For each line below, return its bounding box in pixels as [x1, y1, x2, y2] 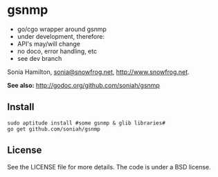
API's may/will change [17, 39, 81, 48]
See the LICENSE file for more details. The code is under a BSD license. [7, 162, 211, 171]
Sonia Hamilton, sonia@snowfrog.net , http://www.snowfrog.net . [7, 68, 190, 76]
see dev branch [17, 54, 62, 62]
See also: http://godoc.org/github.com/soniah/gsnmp [7, 81, 161, 89]
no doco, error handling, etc [17, 47, 98, 55]
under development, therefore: [17, 32, 105, 40]
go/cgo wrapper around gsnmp [17, 25, 107, 33]
